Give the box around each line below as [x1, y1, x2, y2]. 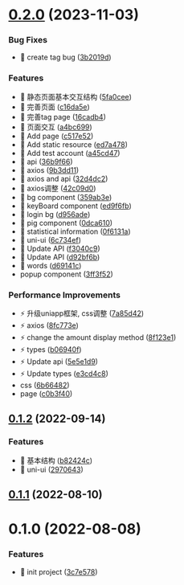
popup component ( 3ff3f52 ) [19, 269, 114, 279]
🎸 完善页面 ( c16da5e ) [19, 102, 90, 112]
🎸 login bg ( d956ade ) [19, 209, 91, 219]
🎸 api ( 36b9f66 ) [19, 157, 74, 166]
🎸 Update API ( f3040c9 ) [19, 243, 100, 253]
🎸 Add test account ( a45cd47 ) [19, 148, 121, 157]
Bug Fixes [8, 35, 48, 46]
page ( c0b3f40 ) [19, 389, 73, 399]
